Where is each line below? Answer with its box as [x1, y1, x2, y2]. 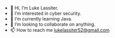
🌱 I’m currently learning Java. [10, 16, 73, 22]
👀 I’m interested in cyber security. [10, 10, 82, 16]
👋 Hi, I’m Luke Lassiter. [10, 5, 59, 11]
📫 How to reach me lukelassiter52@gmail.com [10, 27, 110, 33]
